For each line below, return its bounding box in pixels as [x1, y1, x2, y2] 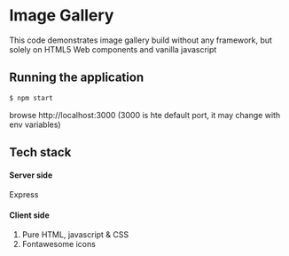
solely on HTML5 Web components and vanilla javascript [9, 44, 217, 54]
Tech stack [9, 145, 72, 160]
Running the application [9, 70, 144, 85]
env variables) [9, 119, 61, 130]
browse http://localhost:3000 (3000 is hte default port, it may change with [9, 109, 281, 120]
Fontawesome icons [21, 239, 96, 250]
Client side [9, 210, 51, 220]
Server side [9, 170, 53, 180]
